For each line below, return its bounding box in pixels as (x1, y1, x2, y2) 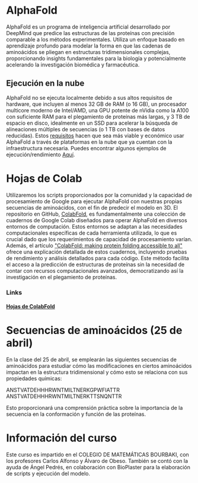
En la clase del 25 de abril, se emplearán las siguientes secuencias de (6, 356, 177, 363)
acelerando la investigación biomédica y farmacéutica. (6, 61, 140, 68)
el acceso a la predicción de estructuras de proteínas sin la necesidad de (6, 261, 185, 268)
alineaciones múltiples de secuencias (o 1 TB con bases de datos (6, 125, 165, 132)
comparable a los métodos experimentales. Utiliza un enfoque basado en (6, 36, 185, 43)
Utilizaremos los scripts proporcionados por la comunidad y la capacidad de (6, 191, 193, 198)
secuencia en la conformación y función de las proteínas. (6, 411, 146, 418)
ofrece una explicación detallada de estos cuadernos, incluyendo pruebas (6, 248, 187, 255)
